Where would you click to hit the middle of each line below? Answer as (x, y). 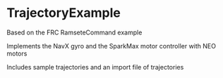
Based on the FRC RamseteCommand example (74, 32)
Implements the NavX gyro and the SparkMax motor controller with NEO (111, 46)
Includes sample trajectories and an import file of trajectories (95, 67)
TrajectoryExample (64, 13)
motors (17, 53)
